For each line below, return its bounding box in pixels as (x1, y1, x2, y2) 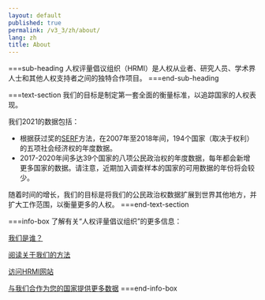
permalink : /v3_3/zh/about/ (8, 26, 101, 34)
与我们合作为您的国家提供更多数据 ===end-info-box (8, 283, 177, 293)
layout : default (8, 11, 62, 20)
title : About (8, 41, 51, 49)
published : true (8, 19, 62, 27)
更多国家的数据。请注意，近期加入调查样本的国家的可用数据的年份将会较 (19, 163, 255, 173)
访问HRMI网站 (8, 267, 54, 276)
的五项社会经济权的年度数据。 (19, 144, 117, 153)
